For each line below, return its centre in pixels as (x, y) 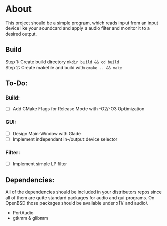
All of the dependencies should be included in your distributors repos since (83, 192)
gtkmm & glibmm (30, 218)
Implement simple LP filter (40, 164)
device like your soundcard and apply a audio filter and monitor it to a (78, 28)
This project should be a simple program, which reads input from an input (82, 23)
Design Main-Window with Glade (47, 133)
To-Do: (16, 84)
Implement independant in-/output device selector (65, 139)
